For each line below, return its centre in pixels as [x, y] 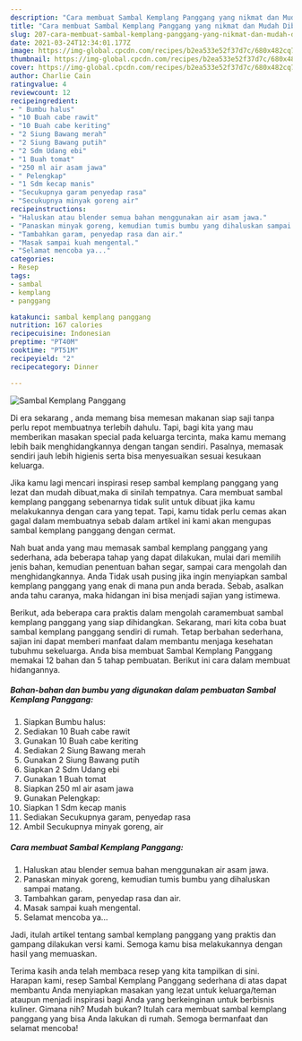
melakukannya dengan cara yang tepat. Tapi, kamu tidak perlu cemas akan [149, 511]
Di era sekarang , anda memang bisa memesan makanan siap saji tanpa [142, 417]
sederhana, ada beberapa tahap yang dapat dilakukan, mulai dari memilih [146, 557]
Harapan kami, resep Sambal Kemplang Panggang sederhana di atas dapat [149, 981]
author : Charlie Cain [51, 76]
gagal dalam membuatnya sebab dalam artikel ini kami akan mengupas [141, 520]
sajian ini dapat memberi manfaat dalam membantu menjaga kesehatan [142, 641]
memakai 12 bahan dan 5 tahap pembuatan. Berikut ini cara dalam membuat [150, 660]
